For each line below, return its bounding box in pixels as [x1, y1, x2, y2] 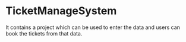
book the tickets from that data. [5, 30, 83, 37]
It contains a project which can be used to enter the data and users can [5, 24, 181, 31]
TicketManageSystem [5, 4, 117, 18]
